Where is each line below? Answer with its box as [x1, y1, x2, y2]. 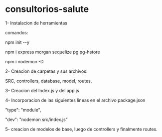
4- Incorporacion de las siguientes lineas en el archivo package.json [5, 97, 146, 103]
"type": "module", [5, 107, 41, 113]
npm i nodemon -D [5, 58, 44, 64]
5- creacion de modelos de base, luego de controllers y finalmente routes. [5, 126, 158, 132]
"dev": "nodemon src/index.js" [5, 116, 68, 123]
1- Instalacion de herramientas [5, 20, 67, 26]
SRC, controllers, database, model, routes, [5, 78, 92, 84]
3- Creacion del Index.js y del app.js [5, 87, 80, 93]
